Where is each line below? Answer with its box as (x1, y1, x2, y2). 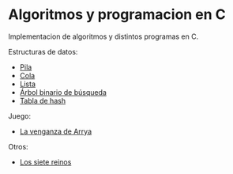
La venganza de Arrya (19, 127, 92, 136)
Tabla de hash (19, 96, 66, 105)
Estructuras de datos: (8, 47, 78, 56)
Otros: (8, 142, 29, 151)
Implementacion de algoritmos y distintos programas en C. (8, 32, 199, 41)
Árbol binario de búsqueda (19, 87, 107, 96)
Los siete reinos (19, 157, 72, 167)
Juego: (8, 111, 32, 120)
